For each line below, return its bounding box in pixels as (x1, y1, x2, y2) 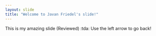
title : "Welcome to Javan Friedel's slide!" (5, 12, 99, 17)
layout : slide (5, 7, 35, 12)
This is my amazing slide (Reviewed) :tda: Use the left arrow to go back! (5, 25, 152, 31)
